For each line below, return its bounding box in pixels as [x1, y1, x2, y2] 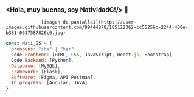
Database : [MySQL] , [11, 63, 61, 69]
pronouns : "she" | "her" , [11, 46, 77, 52]
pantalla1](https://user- [71, 19, 137, 25]
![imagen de [38, 19, 69, 25]
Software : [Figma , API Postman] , [11, 74, 96, 81]
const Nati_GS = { [5, 41, 52, 47]
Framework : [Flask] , [11, 69, 63, 75]
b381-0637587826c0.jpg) [5, 30, 66, 36]
